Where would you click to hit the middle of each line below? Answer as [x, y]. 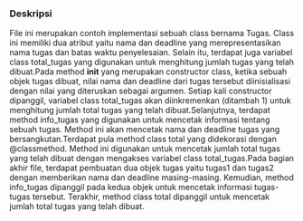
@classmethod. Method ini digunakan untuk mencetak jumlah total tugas [145, 149]
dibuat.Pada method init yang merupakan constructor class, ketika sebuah [148, 72]
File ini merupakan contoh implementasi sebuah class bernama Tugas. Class [152, 34]
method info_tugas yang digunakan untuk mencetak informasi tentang [140, 120]
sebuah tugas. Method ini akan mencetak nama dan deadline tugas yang [145, 130]
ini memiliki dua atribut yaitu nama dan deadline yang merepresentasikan [146, 43]
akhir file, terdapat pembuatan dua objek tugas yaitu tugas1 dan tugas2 [142, 168]
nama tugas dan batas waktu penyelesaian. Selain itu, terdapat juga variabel [151, 53]
